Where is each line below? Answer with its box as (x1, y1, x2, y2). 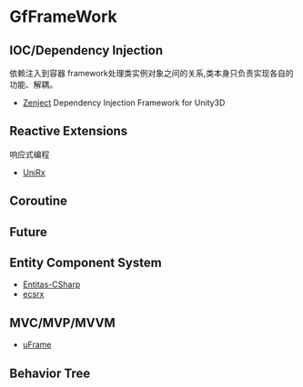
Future (9, 224, 48, 240)
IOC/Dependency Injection (9, 43, 164, 58)
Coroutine (9, 193, 68, 209)
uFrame (22, 339, 52, 351)
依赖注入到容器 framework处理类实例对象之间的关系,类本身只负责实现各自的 (9, 68, 294, 78)
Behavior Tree (9, 365, 91, 381)
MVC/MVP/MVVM (9, 315, 116, 331)
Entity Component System (9, 254, 162, 270)
